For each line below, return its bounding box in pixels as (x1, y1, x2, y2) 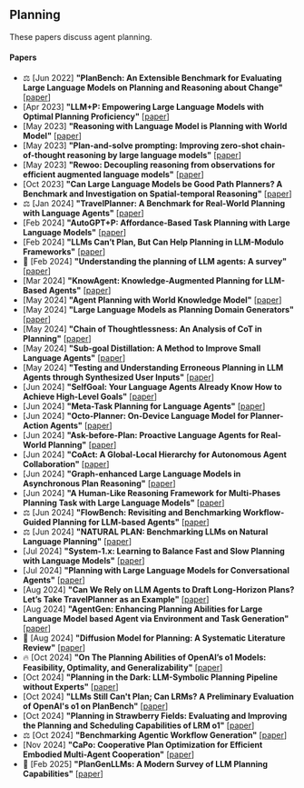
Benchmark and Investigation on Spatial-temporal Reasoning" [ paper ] (22, 188, 292, 199)
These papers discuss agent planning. (9, 31, 152, 42)
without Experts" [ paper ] (22, 682, 120, 693)
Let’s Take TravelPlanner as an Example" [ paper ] (22, 594, 210, 605)
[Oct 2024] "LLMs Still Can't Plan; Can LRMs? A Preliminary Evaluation (22, 691, 295, 703)
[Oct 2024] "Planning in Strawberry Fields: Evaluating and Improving (22, 711, 288, 722)
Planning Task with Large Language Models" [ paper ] (22, 497, 225, 508)
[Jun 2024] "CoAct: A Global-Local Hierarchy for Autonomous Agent (22, 449, 288, 460)
